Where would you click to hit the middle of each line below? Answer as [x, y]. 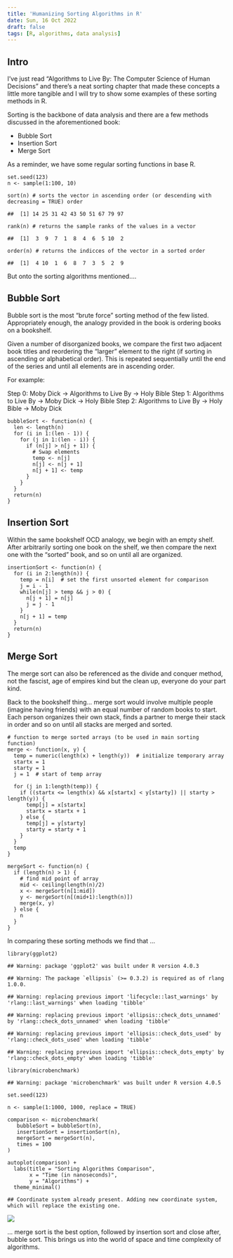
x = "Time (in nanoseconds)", [73, 1175]
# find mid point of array [59, 879]
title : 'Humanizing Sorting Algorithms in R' [75, 14]
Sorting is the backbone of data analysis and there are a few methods [108, 115]
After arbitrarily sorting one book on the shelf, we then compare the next [112, 547]
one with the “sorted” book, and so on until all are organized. [95, 554]
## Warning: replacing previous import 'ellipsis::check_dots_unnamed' [114, 1015]
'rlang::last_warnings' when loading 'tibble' [76, 1003]
